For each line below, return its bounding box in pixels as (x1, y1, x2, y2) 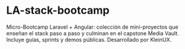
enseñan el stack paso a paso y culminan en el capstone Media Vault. (6, 29, 180, 36)
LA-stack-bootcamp (6, 4, 110, 17)
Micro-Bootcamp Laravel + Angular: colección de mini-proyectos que (6, 23, 179, 30)
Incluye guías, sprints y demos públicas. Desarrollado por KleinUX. (6, 36, 172, 43)
